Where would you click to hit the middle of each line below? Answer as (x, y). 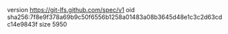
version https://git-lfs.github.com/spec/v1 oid (71, 10)
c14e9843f (22, 24)
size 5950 (53, 24)
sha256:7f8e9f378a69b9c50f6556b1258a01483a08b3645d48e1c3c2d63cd (115, 17)
